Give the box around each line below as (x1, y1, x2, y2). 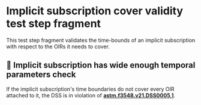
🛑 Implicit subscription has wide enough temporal (6, 60, 196, 70)
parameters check (6, 70, 76, 80)
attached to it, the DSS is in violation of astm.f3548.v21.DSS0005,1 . (6, 91, 176, 99)
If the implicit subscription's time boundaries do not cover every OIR (6, 85, 175, 92)
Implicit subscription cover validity (6, 4, 183, 18)
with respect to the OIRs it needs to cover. (6, 43, 110, 50)
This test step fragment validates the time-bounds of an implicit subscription (6, 36, 196, 44)
